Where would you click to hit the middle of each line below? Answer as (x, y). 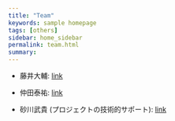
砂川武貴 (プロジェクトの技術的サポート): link (93, 109)
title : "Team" (32, 15)
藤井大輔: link (41, 76)
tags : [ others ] (33, 30)
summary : (22, 52)
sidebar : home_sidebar (45, 38)
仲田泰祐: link (41, 93)
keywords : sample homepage (52, 23)
